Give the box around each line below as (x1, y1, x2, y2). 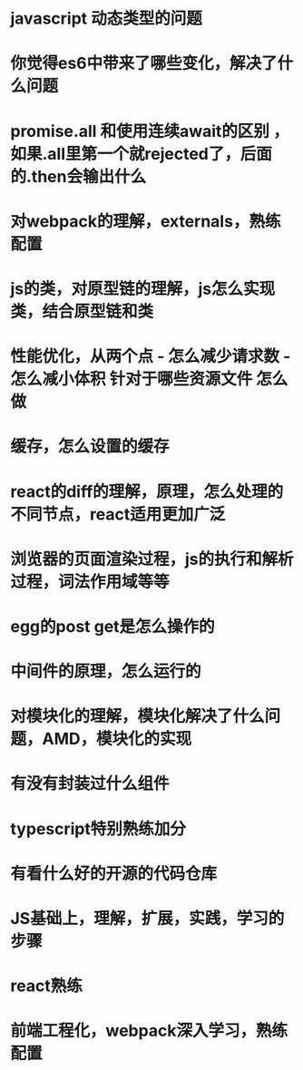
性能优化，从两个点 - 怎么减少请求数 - (10, 346, 291, 367)
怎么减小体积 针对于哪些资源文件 (10, 369, 253, 390)
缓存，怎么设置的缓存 (10, 436, 171, 457)
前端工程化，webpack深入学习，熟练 (10, 1021, 288, 1041)
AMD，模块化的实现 (42, 729, 192, 749)
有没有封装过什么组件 (10, 773, 171, 794)
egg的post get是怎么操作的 (10, 616, 216, 637)
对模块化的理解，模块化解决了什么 (10, 706, 266, 726)
